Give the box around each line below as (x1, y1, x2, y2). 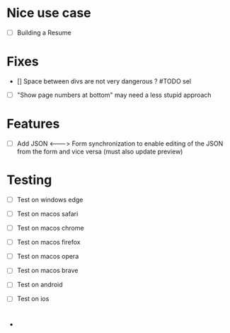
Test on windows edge (16, 195, 84, 204)
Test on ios (16, 295, 50, 303)
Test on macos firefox (16, 238, 81, 247)
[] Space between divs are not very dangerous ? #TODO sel (16, 76, 192, 86)
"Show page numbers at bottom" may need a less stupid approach (16, 90, 212, 99)
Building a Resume (16, 28, 71, 37)
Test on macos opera (16, 252, 79, 261)
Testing (6, 172, 52, 188)
